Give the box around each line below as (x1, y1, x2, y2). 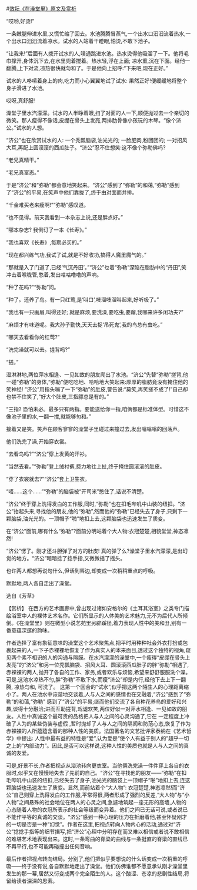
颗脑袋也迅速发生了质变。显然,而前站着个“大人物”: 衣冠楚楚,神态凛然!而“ (6, 784, 180, 791)
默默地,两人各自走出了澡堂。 (6, 580, 75, 587)
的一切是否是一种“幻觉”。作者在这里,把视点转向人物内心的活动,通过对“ (6, 821, 176, 828)
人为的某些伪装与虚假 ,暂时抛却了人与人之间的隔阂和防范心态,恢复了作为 (16, 720, 191, 727)
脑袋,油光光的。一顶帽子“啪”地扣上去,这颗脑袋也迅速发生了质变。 (11, 515, 169, 522)
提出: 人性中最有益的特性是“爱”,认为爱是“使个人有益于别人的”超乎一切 (21, 735, 189, 742)
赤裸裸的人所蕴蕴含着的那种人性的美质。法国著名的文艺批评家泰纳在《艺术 (6, 728, 186, 734)
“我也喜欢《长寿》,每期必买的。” (6, 239, 82, 246)
